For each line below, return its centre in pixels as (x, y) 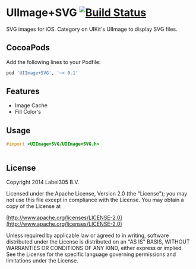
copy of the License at (34, 206)
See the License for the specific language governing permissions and (91, 254)
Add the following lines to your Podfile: (53, 62)
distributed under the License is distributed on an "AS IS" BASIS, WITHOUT (98, 241)
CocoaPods (28, 48)
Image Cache (31, 105)
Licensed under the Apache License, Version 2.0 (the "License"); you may (97, 193)
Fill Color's (28, 112)
